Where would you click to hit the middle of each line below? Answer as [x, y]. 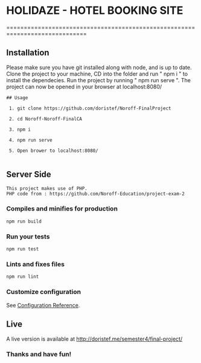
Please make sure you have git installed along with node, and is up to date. [99, 67]
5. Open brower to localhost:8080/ [53, 151]
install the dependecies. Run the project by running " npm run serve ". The [99, 80]
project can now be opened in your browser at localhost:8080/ [84, 87]
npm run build [24, 221]
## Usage [17, 97]
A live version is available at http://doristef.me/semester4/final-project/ [94, 339]
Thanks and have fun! [39, 355]
